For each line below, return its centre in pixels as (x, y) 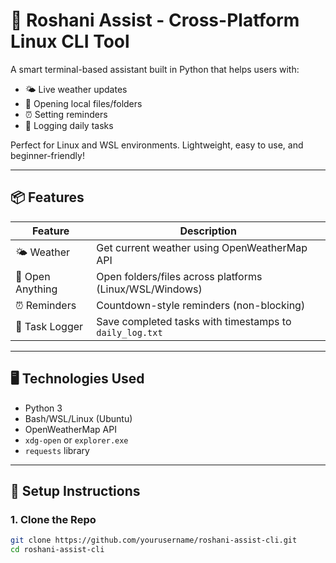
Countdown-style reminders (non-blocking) (201, 305)
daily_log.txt (129, 332)
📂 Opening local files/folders (83, 103)
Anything (36, 289)
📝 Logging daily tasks (69, 125)
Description (208, 231)
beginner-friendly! (47, 155)
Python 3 (43, 408)
